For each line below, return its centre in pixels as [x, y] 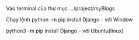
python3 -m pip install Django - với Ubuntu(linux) [65, 31]
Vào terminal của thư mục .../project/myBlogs [60, 8]
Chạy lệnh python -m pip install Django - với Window [69, 19]
